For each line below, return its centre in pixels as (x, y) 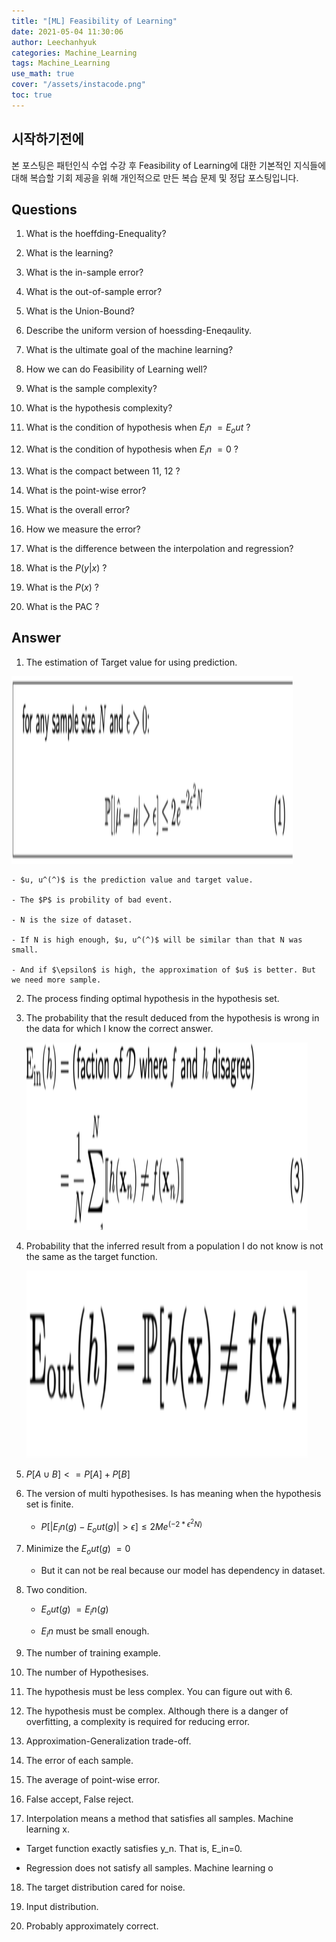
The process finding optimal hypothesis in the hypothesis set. (152, 998)
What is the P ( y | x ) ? (66, 567)
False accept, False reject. (79, 1799)
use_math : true (43, 74)
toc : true (32, 95)
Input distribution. (62, 1906)
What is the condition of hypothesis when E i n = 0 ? (132, 450)
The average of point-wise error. (93, 1779)
